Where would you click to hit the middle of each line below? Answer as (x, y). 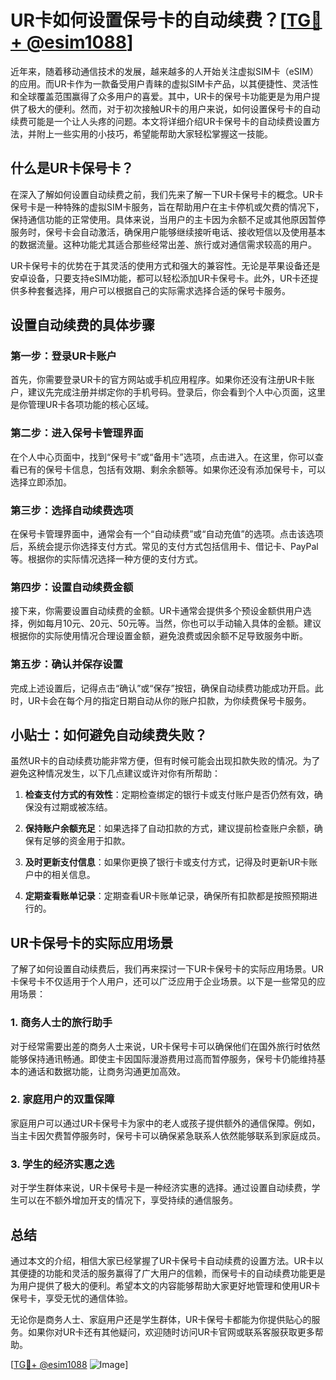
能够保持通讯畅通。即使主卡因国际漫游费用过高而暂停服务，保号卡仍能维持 (163, 1058)
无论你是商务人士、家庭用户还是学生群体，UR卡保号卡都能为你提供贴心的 (161, 1319)
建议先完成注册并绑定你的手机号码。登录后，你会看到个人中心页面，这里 (176, 392)
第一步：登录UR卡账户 (63, 356)
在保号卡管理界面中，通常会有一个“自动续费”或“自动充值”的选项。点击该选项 (167, 534)
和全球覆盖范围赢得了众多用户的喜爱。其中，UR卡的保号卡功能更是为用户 (161, 96)
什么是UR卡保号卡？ (72, 168)
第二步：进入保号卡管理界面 (77, 433)
